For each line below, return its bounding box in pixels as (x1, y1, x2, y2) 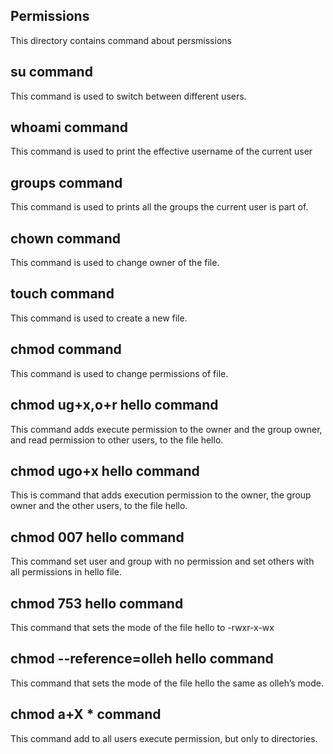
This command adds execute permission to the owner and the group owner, (10, 423, 323, 435)
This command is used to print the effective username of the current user (10, 145, 313, 158)
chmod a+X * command (10, 706, 162, 723)
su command (10, 64, 93, 81)
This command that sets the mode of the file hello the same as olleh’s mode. (10, 677, 324, 689)
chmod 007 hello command (10, 529, 185, 546)
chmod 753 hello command (10, 595, 184, 612)
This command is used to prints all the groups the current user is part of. (10, 201, 309, 213)
